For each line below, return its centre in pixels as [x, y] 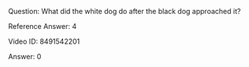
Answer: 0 [25, 56]
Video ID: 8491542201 [44, 41]
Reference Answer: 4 [43, 26]
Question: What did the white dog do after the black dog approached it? [124, 11]
